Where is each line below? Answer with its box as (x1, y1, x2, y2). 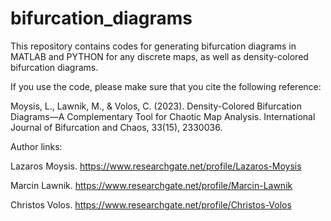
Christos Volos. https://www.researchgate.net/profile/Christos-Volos (10, 198, 292, 211)
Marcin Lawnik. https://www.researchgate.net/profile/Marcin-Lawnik (10, 179, 293, 191)
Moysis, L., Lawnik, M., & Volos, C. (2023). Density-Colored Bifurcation (10, 100, 302, 112)
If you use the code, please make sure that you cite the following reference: (10, 80, 322, 92)
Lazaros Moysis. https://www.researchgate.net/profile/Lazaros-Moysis (10, 160, 302, 172)
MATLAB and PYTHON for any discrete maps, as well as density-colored (10, 50, 309, 62)
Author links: (10, 140, 63, 152)
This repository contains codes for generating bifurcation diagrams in (10, 40, 297, 52)
